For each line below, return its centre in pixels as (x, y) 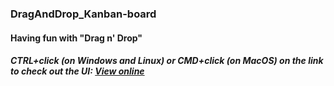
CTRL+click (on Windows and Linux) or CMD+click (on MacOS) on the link (167, 61)
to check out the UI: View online (77, 71)
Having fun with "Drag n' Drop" (76, 38)
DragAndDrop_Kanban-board (83, 14)
